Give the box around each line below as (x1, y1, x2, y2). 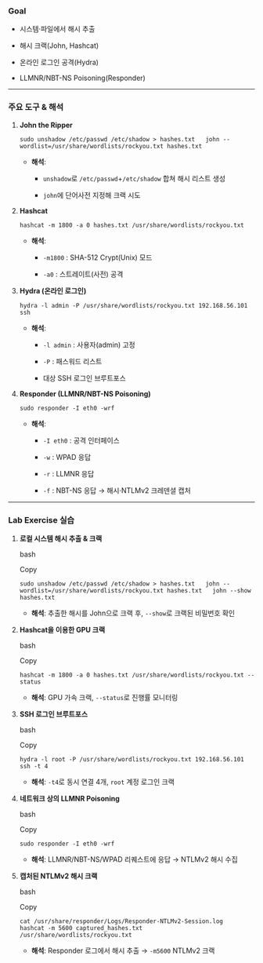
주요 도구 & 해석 (8, 102, 64, 113)
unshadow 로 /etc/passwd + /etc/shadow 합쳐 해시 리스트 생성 (42, 173, 225, 183)
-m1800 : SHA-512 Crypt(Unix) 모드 (42, 253, 153, 262)
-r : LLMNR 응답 (42, 469, 95, 478)
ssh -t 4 (19, 762, 49, 770)
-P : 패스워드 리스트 (42, 356, 103, 366)
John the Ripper (19, 120, 73, 129)
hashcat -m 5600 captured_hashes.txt (19, 924, 143, 932)
